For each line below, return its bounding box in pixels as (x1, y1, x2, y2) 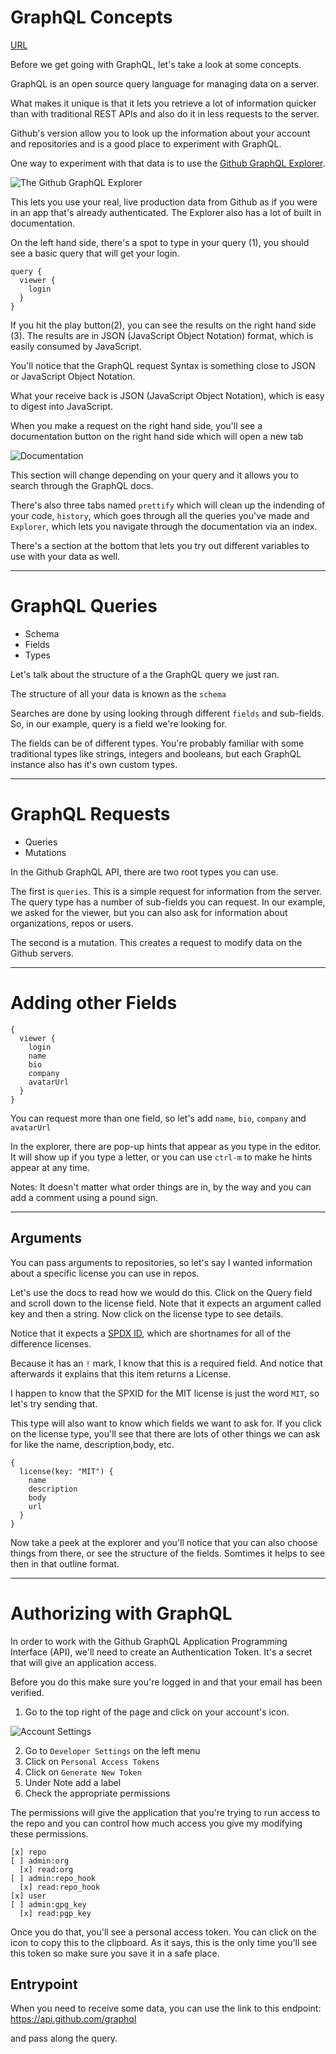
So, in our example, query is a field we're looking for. (10, 717, 228, 730)
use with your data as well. (10, 550, 121, 562)
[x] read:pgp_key (19, 1908, 92, 1918)
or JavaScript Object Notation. (10, 370, 136, 382)
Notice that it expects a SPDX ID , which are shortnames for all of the (10, 1327, 292, 1339)
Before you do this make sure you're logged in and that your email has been (10, 1676, 323, 1688)
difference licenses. (10, 1337, 92, 1350)
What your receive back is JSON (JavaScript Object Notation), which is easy (10, 389, 325, 401)
